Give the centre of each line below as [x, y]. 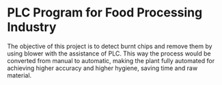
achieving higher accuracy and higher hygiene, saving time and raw [102, 68]
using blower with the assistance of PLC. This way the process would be [109, 53]
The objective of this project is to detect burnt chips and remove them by [110, 46]
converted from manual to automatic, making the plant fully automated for [111, 60]
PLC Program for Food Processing [105, 13]
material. [19, 75]
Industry [32, 27]
